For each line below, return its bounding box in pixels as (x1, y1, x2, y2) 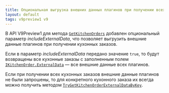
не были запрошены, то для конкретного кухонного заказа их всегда (5, 76, 154, 83)
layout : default (5, 12, 39, 17)
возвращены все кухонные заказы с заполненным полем (5, 56, 129, 62)
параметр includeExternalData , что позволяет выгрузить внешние (5, 36, 147, 42)
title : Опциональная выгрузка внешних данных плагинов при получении (5, 7, 154, 13)
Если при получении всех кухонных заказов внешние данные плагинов (5, 71, 159, 77)
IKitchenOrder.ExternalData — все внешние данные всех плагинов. (5, 61, 150, 68)
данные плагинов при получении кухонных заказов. (5, 41, 117, 47)
